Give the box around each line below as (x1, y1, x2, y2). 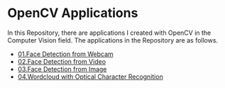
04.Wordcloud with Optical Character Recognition (17, 72, 163, 81)
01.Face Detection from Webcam (17, 50, 114, 58)
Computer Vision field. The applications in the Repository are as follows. (7, 35, 219, 44)
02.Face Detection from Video (17, 57, 106, 65)
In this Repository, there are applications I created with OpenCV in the (7, 28, 212, 37)
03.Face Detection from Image (17, 65, 107, 73)
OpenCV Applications (7, 5, 138, 21)
